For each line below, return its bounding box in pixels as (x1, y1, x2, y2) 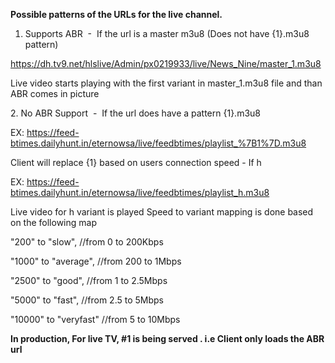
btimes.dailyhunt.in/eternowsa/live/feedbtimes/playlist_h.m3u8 (10, 187, 270, 198)
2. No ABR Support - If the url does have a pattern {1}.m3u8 (10, 107, 261, 119)
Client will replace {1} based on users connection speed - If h (10, 157, 262, 168)
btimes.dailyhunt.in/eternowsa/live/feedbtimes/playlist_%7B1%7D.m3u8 (10, 137, 307, 149)
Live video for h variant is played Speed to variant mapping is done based (10, 206, 314, 218)
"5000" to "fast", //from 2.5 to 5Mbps (10, 294, 164, 306)
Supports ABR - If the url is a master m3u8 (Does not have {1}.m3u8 (24, 28, 310, 39)
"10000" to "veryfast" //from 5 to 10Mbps (10, 314, 181, 325)
